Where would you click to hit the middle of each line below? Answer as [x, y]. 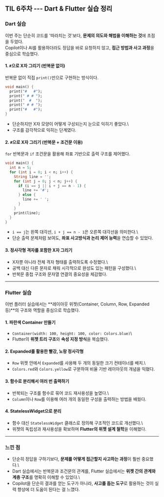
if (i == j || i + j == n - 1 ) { [52, 186]
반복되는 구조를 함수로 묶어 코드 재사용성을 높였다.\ [60, 393]
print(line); [27, 213]
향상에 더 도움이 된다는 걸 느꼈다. [49, 490]
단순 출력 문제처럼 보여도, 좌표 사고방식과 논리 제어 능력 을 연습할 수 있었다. [82, 238]
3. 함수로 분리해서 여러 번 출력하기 [37, 381]
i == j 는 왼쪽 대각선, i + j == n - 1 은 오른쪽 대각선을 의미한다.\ [75, 232]
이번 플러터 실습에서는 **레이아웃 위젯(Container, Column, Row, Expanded [77, 304]
